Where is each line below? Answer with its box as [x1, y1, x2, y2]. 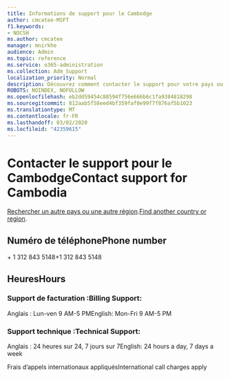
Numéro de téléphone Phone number [7, 235, 167, 246]
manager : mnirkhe [7, 42, 57, 49]
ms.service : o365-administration [7, 61, 103, 68]
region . [7, 215, 28, 223]
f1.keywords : [7, 23, 45, 30]
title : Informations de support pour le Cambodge [7, 10, 153, 17]
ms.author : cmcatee [7, 36, 63, 43]
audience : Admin [7, 49, 54, 56]
